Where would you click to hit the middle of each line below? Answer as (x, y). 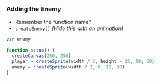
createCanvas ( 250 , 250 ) (41, 56)
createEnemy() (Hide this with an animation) (69, 28)
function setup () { (31, 50)
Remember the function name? (53, 22)
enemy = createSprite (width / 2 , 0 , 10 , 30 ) (68, 67)
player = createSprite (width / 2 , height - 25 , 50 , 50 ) (83, 61)
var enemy (19, 40)
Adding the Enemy (34, 9)
